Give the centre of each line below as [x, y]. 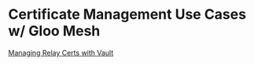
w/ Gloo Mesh [54, 31]
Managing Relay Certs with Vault [61, 52]
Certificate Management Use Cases [127, 14]
